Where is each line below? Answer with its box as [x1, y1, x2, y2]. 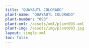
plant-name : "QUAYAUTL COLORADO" [5, 12, 75, 17]
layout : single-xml [5, 30, 46, 35]
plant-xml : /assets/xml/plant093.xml [5, 21, 84, 26]
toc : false [5, 35, 28, 40]
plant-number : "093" [5, 16, 49, 21]
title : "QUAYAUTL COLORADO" [5, 7, 64, 12]
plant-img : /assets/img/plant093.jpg [5, 26, 84, 31]
